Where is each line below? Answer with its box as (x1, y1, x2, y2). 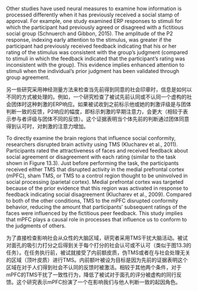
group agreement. (6, 74, 50, 81)
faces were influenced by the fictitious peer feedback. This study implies (6, 210, 183, 217)
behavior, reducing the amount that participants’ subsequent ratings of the (6, 203, 187, 210)
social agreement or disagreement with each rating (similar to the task (6, 153, 176, 160)
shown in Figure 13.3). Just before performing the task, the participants (6, 160, 179, 167)
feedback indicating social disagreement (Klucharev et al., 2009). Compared (6, 191, 192, 198)
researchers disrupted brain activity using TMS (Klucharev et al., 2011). (6, 141, 178, 148)
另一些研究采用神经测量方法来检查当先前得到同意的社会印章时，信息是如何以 (6, 86, 192, 93)
